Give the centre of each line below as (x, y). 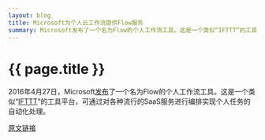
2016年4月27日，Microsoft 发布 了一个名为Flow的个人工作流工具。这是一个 (129, 92)
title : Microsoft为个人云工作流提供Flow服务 (76, 23)
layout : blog (30, 15)
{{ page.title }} (57, 69)
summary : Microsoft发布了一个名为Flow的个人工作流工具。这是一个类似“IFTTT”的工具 (133, 30)
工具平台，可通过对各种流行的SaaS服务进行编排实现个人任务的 (149, 101)
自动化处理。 (29, 112)
